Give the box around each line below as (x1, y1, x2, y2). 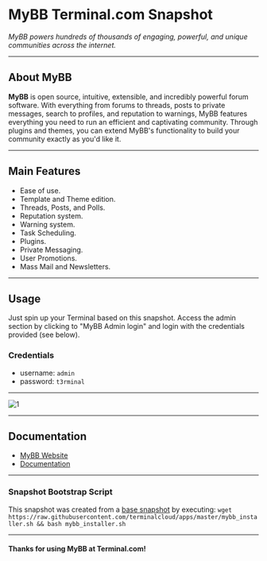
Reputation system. (19, 211, 83, 220)
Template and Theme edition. (19, 194, 116, 203)
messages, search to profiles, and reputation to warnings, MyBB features (8, 109, 248, 118)
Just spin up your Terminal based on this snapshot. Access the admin (8, 313, 237, 323)
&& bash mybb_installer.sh (37, 520, 126, 528)
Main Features (8, 164, 81, 178)
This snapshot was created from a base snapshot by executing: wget (8, 505, 233, 514)
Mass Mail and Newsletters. (19, 261, 111, 271)
